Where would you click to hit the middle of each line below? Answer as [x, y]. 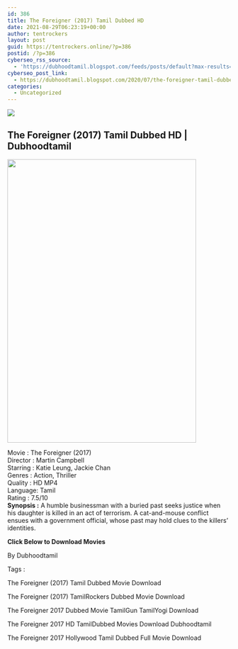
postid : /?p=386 [31, 54]
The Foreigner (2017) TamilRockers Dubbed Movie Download [96, 597]
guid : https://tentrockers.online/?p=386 [69, 47]
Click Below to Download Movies [57, 541]
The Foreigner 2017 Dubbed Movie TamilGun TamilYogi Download [103, 610]
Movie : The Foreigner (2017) [50, 452]
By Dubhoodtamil [33, 555]
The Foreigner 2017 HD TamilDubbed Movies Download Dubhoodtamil [109, 623]
